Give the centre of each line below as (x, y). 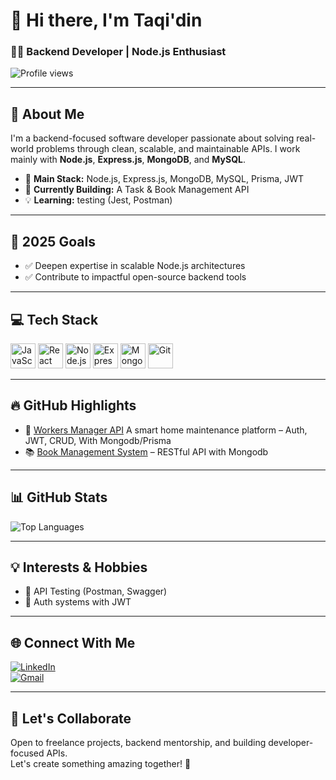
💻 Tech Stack (54, 319)
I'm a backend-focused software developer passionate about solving (152, 138)
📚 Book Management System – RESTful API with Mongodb (146, 451)
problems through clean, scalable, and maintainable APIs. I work (168, 149)
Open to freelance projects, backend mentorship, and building (138, 742)
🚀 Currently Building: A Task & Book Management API (137, 190)
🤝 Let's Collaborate (71, 718)
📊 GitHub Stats (59, 497)
